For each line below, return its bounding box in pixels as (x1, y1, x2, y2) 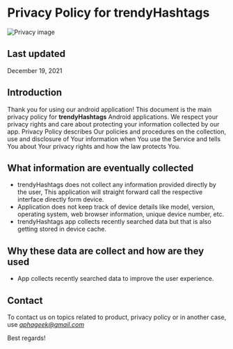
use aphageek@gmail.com (7, 320, 85, 328)
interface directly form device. (17, 195, 104, 204)
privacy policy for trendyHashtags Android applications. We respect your (7, 113, 218, 121)
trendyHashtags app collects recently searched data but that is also (17, 218, 212, 226)
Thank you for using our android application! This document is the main (7, 105, 212, 113)
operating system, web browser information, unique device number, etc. (17, 210, 225, 218)
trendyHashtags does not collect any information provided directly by (17, 181, 217, 189)
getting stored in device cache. (17, 225, 106, 234)
